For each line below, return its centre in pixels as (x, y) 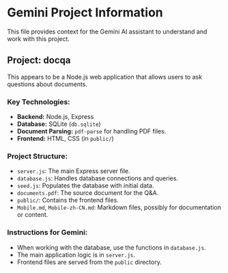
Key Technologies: (39, 102)
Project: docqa (39, 61)
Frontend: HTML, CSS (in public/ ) (65, 139)
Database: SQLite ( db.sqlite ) (59, 124)
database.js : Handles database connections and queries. (98, 179)
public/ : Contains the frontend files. (68, 200)
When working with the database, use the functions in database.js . (111, 247)
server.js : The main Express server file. (74, 171)
